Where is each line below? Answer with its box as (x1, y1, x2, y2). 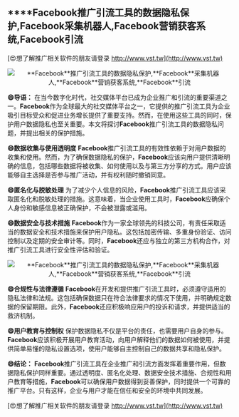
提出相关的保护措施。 (26, 128, 89, 137)
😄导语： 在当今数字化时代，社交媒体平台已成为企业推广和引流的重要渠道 (7, 93, 222, 101)
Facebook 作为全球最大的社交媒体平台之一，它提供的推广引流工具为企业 (20, 102, 230, 110)
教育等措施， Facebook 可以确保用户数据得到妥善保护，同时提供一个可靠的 (13, 377, 230, 386)
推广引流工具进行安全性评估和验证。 (7, 245, 114, 254)
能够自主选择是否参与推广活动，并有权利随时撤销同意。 (7, 170, 169, 179)
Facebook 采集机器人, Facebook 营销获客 (20, 20, 197, 32)
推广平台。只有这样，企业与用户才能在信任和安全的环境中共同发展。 (7, 386, 207, 394)
